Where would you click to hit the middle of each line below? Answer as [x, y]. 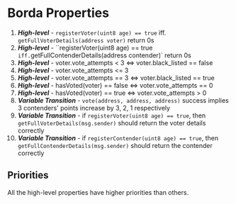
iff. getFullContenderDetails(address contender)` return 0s [104, 55]
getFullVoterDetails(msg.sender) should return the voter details [112, 123]
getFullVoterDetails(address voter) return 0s [86, 40]
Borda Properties [58, 13]
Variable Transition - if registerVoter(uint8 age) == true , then [112, 115]
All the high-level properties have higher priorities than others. [98, 192]
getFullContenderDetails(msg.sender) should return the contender [115, 145]
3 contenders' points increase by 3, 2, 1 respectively [94, 108]
